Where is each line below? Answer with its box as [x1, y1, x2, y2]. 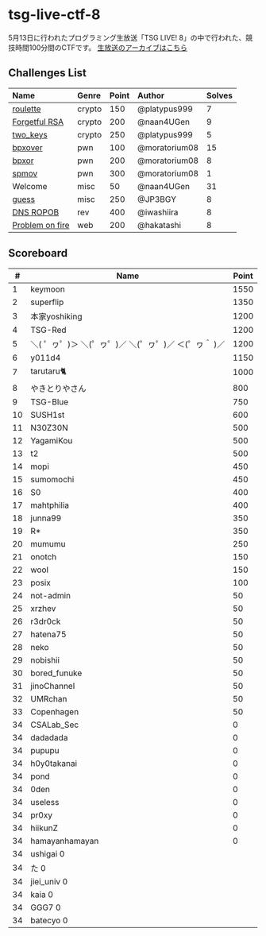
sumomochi [30, 474, 75, 485]
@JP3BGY [137, 193, 177, 204]
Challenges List [8, 66, 87, 80]
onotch [30, 551, 57, 562]
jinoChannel [30, 680, 75, 691]
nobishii [30, 654, 60, 665]
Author [137, 90, 165, 101]
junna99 [30, 512, 62, 524]
